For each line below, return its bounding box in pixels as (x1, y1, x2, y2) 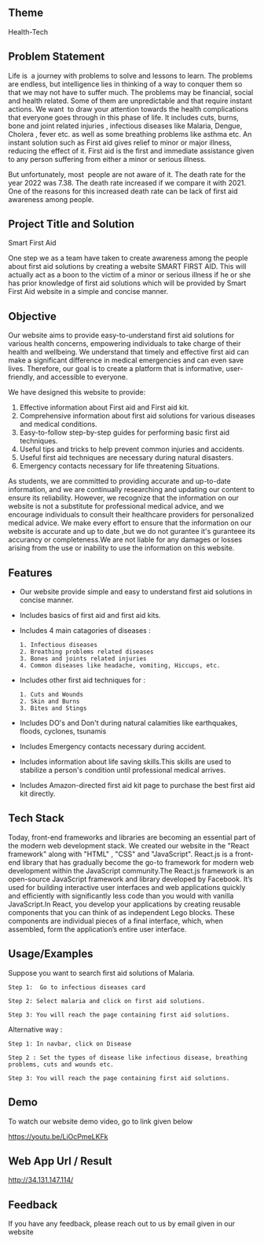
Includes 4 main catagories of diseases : (19, 626, 151, 635)
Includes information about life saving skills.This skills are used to (19, 757, 232, 767)
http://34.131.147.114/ (8, 1175, 74, 1185)
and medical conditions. (19, 420, 97, 429)
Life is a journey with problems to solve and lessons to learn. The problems (8, 71, 253, 80)
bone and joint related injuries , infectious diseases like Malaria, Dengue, (8, 121, 243, 131)
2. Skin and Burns (19, 697, 80, 706)
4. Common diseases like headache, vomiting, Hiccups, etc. (19, 662, 221, 670)
